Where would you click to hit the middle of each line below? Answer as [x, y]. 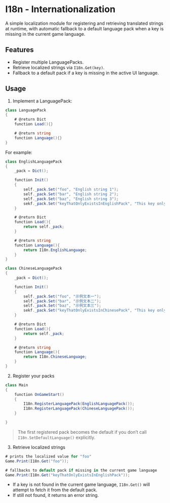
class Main [17, 385]
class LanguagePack [26, 110]
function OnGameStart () [39, 394]
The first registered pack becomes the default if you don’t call [82, 432]
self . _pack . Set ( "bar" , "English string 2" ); [71, 194]
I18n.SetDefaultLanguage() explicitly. [56, 437]
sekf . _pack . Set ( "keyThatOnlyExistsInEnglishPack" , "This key [89, 204]
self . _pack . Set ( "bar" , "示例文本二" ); [62, 301]
